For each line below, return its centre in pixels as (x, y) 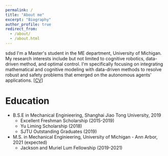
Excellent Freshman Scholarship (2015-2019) (67, 120)
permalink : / (19, 10)
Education (27, 101)
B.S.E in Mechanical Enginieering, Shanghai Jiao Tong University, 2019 (87, 115)
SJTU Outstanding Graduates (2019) (58, 131)
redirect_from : (21, 29)
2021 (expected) (30, 142)
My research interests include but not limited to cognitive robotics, (75, 58)
